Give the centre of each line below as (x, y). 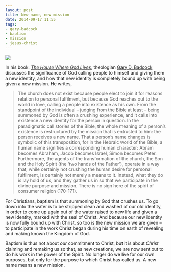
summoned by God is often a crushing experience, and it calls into (87, 115)
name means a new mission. (35, 265)
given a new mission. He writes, (39, 83)
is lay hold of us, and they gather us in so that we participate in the (88, 180)
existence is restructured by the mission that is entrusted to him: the (89, 131)
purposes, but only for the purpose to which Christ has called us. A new (81, 259)
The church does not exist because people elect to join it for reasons (90, 93)
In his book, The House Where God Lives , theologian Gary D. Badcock (79, 67)
